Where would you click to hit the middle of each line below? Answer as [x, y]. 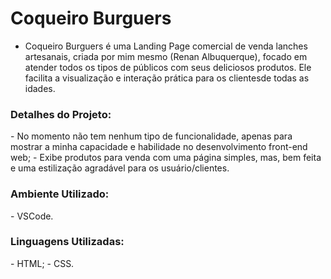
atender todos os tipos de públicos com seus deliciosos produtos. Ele [168, 67]
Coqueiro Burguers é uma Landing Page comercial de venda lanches [166, 46]
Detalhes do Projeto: [61, 114]
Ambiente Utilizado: [60, 194]
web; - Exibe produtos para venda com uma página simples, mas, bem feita [166, 158]
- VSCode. [32, 216]
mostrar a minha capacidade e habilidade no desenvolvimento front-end [159, 147]
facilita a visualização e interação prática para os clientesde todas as [167, 78]
